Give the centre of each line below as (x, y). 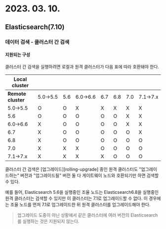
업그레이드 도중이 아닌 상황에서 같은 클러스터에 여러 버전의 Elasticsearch (87, 215)
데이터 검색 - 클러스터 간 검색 (37, 42)
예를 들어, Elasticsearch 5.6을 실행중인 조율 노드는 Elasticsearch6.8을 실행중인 (82, 192)
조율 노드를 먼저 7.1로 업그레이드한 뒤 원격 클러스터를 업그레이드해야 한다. (80, 204)
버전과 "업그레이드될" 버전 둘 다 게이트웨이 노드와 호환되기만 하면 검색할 (90, 175)
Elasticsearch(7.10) (35, 27)
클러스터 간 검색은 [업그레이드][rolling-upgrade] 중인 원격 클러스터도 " (73, 169)
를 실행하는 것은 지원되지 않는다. (48, 221)
